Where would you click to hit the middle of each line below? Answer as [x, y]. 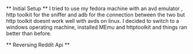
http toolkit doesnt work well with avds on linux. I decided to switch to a [93, 21]
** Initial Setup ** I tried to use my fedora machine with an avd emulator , [94, 9]
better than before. [29, 33]
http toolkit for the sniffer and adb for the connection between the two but [96, 15]
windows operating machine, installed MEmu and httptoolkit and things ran [96, 27]
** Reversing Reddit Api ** [38, 45]
